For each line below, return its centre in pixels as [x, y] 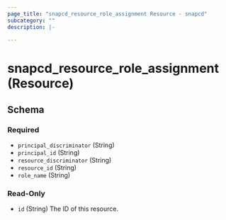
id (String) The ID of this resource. [68, 209]
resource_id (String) [47, 168]
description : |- [31, 27]
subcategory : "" [31, 21]
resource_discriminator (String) [64, 161]
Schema [26, 109]
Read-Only [27, 194]
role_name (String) [44, 175]
